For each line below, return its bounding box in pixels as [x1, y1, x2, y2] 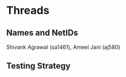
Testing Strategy [6, 61, 71, 71]
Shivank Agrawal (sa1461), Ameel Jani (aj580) [6, 43, 121, 51]
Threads [6, 4, 50, 17]
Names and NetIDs [6, 28, 79, 38]
